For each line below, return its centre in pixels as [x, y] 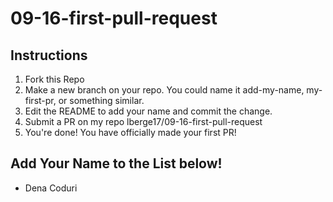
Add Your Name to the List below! [116, 163]
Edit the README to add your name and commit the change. [148, 111]
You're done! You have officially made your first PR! [130, 132]
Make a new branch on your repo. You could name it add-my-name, [164, 90]
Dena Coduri [51, 188]
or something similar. [101, 100]
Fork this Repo [54, 79]
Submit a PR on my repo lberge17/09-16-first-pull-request [143, 121]
